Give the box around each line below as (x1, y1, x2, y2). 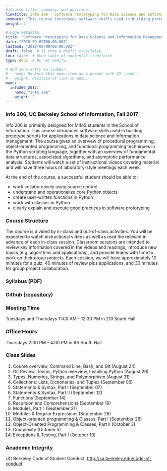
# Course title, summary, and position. (5, 7, 91, 12)
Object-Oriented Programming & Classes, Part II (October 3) (12, 421, 136, 427)
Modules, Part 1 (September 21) (12, 405, 77, 411)
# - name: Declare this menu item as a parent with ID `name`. (5, 72, 139, 77)
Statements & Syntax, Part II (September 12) (12, 390, 103, 395)
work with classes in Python (12, 199, 70, 205)
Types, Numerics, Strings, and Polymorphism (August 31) (12, 374, 130, 380)
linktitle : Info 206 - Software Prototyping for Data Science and (5, 12, 146, 17)
